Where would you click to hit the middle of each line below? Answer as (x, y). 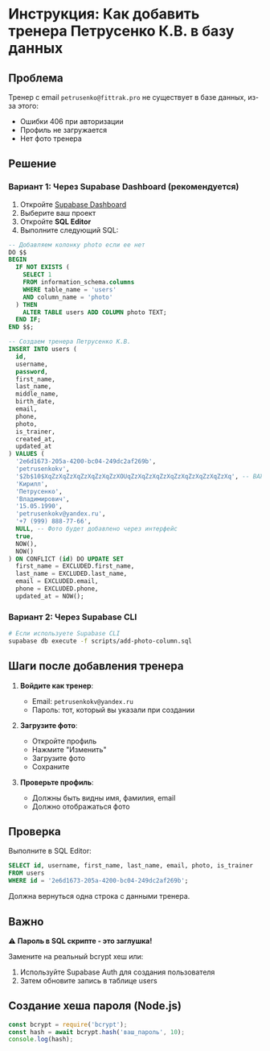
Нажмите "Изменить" (69, 749)
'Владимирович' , (43, 499)
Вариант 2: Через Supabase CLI (73, 617)
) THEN (27, 304)
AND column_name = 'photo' (68, 297)
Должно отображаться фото (81, 806)
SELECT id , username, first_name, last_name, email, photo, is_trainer (131, 866)
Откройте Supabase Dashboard (73, 204)
